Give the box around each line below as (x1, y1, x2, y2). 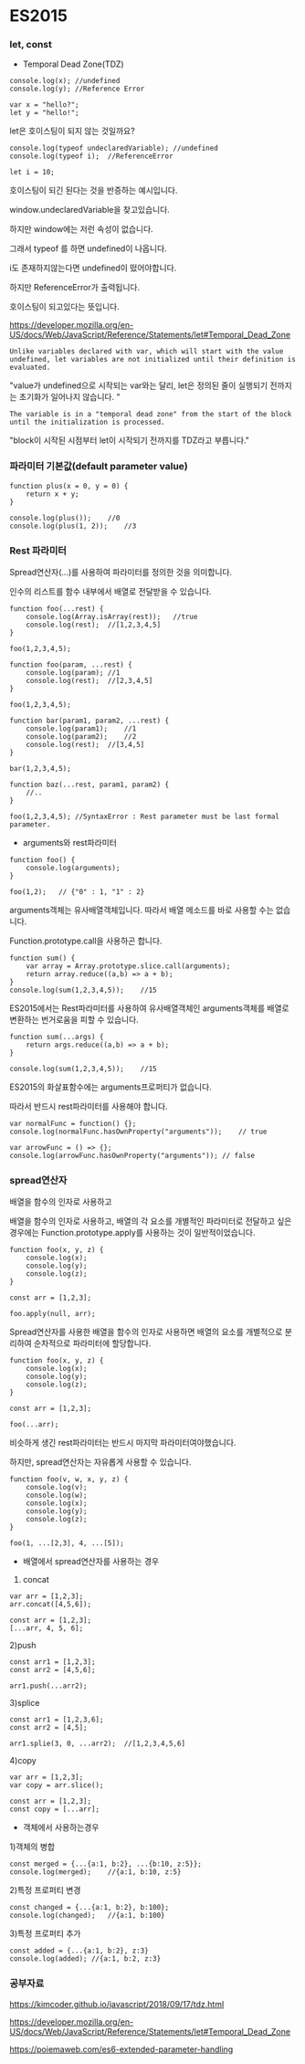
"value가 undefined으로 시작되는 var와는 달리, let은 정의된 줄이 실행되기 (9, 380, 268, 391)
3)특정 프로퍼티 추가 (9, 1928, 81, 1939)
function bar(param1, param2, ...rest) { (9, 716, 170, 726)
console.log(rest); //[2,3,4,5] (26, 677, 153, 686)
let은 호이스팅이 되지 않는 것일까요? (9, 125, 135, 137)
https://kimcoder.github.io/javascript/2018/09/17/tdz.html (9, 1998, 225, 2009)
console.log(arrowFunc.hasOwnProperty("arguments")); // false (9, 1152, 256, 1161)
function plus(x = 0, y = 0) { (9, 481, 129, 490)
